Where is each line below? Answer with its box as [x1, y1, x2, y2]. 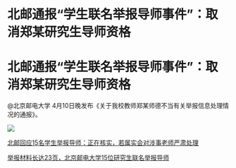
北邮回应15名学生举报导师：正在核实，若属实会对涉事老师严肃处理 [7, 138, 199, 147]
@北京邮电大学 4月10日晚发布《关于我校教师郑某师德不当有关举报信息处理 [7, 102, 223, 110]
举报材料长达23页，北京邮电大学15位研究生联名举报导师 [7, 153, 170, 162]
